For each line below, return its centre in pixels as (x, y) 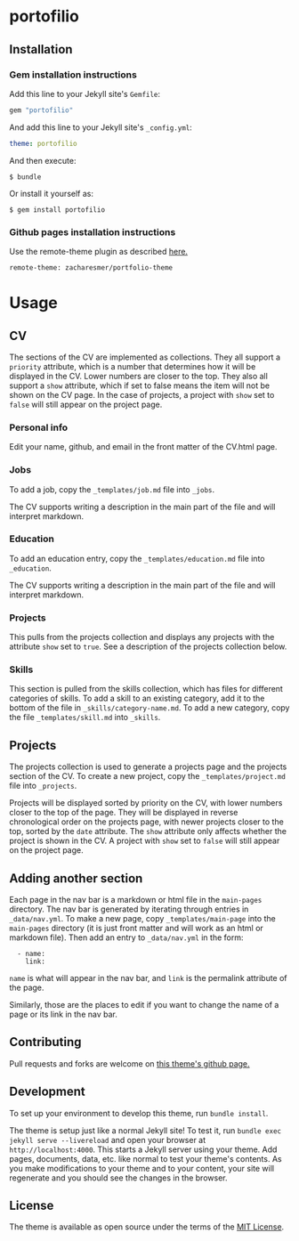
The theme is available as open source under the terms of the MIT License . (147, 1227)
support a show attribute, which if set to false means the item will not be (139, 385)
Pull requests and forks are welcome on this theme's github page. (130, 1063)
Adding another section (76, 878)
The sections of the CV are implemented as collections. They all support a (145, 357)
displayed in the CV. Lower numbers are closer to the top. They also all (139, 376)
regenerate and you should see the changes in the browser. (118, 1178)
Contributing (45, 1042)
